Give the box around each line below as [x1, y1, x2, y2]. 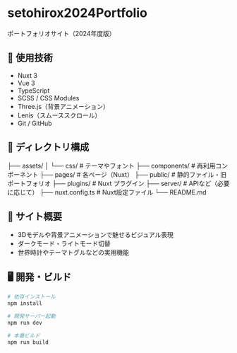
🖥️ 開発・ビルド [7, 271, 72, 283]
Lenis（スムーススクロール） [17, 111, 102, 120]
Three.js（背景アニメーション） [17, 102, 109, 110]
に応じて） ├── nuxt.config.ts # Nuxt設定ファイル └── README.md [7, 187, 207, 196]
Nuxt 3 [17, 71, 37, 79]
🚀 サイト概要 [7, 210, 62, 222]
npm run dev [7, 319, 42, 326]
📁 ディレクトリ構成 [7, 141, 90, 154]
